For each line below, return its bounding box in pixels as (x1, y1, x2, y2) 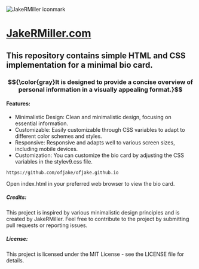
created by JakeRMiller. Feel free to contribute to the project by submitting (6, 215, 189, 222)
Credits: (6, 194, 27, 201)
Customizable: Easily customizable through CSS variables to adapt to (14, 126, 185, 133)
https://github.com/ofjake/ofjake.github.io (6, 170, 119, 176)
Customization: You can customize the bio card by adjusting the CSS (14, 152, 184, 159)
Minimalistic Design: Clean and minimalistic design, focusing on (14, 113, 172, 120)
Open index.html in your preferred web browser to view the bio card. (6, 180, 175, 187)
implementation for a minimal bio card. (6, 60, 154, 70)
